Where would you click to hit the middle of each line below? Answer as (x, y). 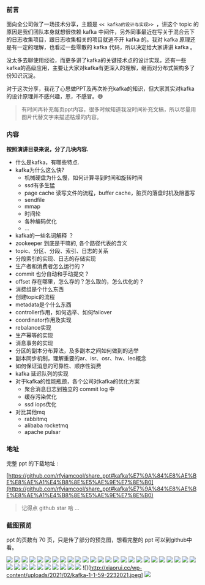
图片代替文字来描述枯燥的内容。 (61, 117)
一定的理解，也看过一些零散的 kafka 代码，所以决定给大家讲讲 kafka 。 (106, 47)
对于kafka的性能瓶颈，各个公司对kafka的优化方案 (77, 381)
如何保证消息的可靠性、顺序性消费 (58, 366)
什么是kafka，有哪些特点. (47, 162)
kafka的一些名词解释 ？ (45, 235)
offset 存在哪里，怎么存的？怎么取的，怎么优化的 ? (79, 281)
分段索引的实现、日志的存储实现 (55, 258)
